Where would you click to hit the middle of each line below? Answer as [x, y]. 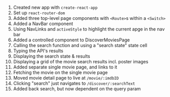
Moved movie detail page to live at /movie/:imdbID [66, 78]
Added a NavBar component [43, 23]
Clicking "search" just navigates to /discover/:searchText [74, 83]
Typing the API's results [38, 51]
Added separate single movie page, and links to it [65, 67]
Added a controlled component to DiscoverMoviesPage [71, 40]
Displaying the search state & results [52, 56]
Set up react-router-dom [39, 13]
